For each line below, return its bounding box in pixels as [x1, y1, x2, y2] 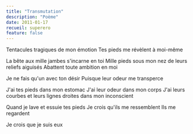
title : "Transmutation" [6, 8, 64, 15]
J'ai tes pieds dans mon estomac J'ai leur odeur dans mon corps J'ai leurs [6, 86, 185, 93]
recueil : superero [6, 24, 51, 31]
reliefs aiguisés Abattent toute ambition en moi [6, 64, 118, 70]
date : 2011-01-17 [6, 19, 48, 25]
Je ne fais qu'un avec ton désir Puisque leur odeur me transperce [6, 75, 163, 82]
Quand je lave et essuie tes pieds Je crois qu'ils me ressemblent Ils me [6, 104, 176, 111]
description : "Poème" [6, 14, 59, 20]
